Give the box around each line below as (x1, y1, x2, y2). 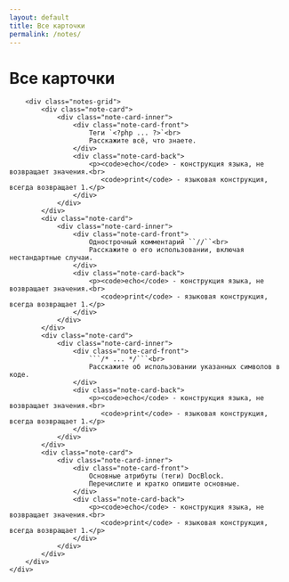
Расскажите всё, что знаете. (88, 136, 197, 145)
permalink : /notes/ (9, 29, 82, 38)
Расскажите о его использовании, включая (88, 246, 245, 255)
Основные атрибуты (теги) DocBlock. (88, 471, 225, 481)
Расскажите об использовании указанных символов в (88, 363, 280, 372)
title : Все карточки (9, 21, 86, 30)
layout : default (9, 12, 69, 22)
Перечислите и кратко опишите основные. (88, 480, 241, 488)
